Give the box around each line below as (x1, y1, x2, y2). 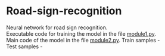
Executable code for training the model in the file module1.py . (6, 30, 156, 37)
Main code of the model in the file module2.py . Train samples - (6, 36, 160, 43)
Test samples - (6, 43, 43, 50)
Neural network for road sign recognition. (6, 24, 108, 31)
